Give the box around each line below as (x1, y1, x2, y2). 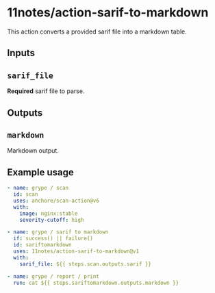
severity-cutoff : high (19, 216, 84, 223)
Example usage (7, 166, 74, 178)
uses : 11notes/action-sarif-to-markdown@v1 (13, 248, 139, 255)
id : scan (13, 191, 38, 198)
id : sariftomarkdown (13, 242, 72, 249)
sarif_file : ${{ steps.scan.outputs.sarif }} (19, 260, 152, 268)
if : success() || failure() (13, 235, 94, 242)
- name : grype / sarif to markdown (7, 229, 109, 235)
